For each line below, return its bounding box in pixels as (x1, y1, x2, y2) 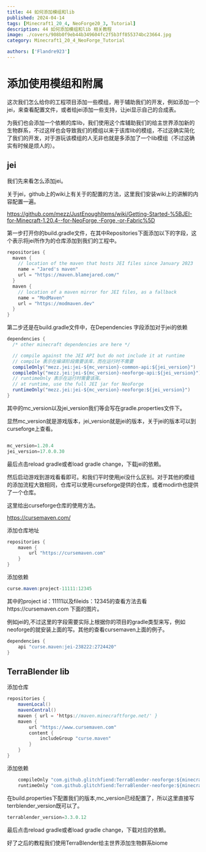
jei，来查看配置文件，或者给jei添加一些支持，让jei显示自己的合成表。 (7, 105, 180, 113)
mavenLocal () (18, 701, 51, 708)
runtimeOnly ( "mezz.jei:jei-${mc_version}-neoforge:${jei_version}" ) (12, 387, 191, 393)
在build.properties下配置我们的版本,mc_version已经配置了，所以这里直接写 (7, 794, 195, 802)
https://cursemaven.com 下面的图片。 (7, 605, 103, 612)
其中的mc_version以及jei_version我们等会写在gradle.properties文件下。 (7, 404, 186, 411)
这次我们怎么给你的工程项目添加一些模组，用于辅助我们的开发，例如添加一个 (7, 98, 200, 105)
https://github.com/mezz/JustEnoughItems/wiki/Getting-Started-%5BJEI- (7, 210, 193, 218)
